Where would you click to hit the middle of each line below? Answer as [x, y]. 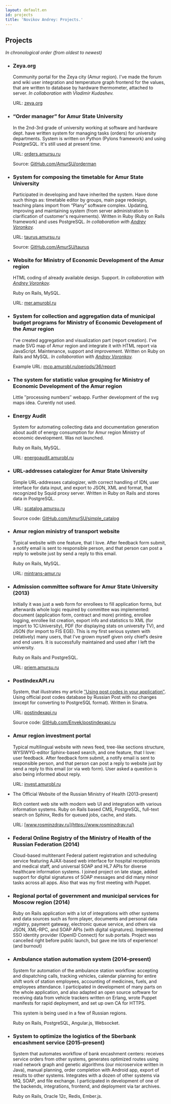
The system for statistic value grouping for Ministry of [81, 380]
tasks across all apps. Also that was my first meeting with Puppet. [82, 882]
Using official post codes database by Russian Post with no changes [84, 697]
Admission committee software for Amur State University [85, 586]
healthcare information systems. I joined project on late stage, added [85, 872]
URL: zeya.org [28, 103]
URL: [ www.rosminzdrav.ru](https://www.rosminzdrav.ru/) [73, 825]
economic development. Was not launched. [58, 438]
